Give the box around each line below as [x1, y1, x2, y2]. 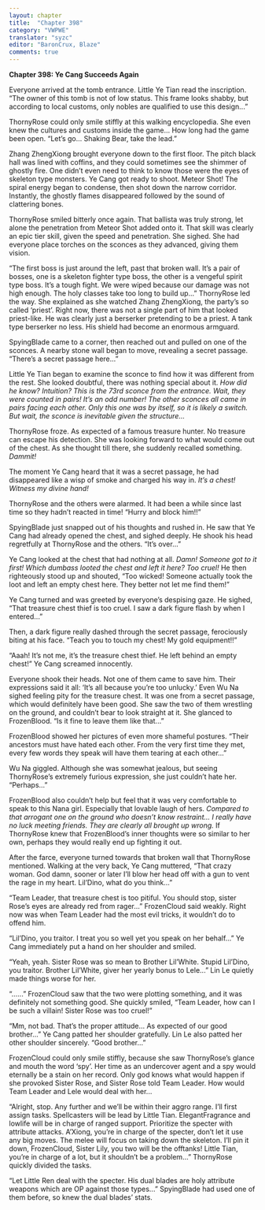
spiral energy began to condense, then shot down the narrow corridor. [9, 183, 237, 192]
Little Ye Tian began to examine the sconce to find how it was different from [9, 370, 255, 378]
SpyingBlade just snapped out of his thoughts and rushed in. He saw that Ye [9, 523, 256, 532]
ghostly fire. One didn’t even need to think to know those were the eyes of [9, 166, 249, 175]
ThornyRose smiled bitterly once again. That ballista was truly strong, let [9, 214, 244, 224]
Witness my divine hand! [9, 484, 89, 493]
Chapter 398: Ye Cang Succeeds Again [9, 70, 139, 79]
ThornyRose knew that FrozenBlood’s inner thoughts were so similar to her [9, 829, 251, 838]
